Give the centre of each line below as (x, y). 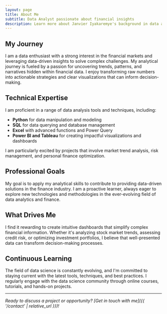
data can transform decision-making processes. (54, 243)
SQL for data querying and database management (64, 125)
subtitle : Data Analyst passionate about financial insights (70, 19)
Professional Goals (35, 172)
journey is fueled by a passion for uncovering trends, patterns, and (74, 67)
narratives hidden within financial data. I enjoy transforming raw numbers (80, 72)
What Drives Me (31, 215)
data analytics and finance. (33, 199)
